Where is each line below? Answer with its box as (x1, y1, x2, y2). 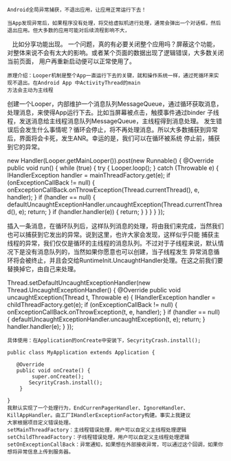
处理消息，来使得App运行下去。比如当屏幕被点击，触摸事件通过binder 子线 (7, 109, 219, 116)
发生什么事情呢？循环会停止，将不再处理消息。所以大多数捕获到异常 (25, 126, 218, 133)
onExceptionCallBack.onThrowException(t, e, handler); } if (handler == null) (7, 308, 221, 316)
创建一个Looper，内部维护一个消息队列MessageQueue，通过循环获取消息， (7, 100, 223, 108)
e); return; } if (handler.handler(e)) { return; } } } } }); (18, 208, 165, 215)
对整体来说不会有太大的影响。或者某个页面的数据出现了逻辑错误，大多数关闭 (7, 49, 224, 56)
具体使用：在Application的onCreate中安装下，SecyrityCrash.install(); (7, 337, 201, 344)
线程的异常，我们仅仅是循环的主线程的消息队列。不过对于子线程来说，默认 (7, 239, 218, 247)
